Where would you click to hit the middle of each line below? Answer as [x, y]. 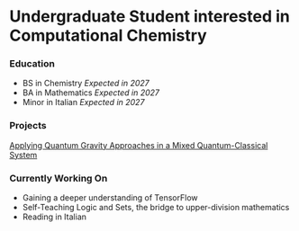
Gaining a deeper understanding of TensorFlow [110, 198]
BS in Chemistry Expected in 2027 [86, 84]
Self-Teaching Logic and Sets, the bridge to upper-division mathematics [156, 208]
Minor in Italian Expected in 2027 [83, 102]
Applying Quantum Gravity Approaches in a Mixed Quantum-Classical [139, 145]
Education [32, 64]
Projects [28, 126]
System [23, 155]
